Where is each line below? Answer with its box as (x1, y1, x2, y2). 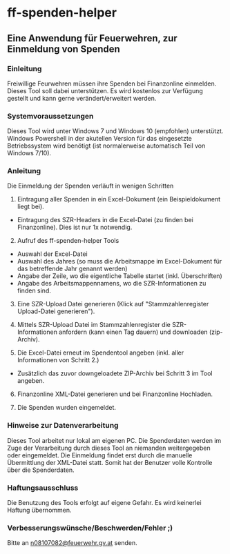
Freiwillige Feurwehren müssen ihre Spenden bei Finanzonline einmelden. (7, 79, 217, 88)
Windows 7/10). (7, 149, 52, 157)
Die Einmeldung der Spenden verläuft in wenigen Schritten (7, 181, 174, 190)
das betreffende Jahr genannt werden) (17, 264, 128, 273)
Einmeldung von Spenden (7, 43, 121, 55)
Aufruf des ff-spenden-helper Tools (17, 237, 119, 245)
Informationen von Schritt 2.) (17, 356, 99, 364)
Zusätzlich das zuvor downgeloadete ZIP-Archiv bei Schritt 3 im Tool (17, 369, 213, 377)
